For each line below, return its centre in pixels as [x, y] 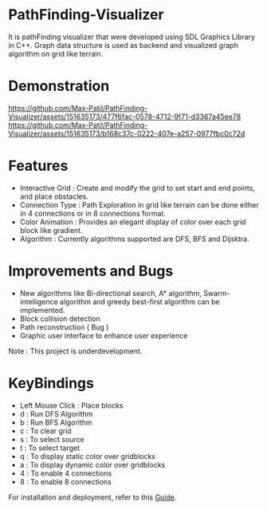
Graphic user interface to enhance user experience [104, 335]
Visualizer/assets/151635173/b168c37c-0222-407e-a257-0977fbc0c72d [127, 133]
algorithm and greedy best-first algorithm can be [140, 302]
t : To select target [50, 448]
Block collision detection [60, 318]
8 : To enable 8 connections [65, 481]
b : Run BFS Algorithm [56, 422]
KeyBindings [51, 383]
